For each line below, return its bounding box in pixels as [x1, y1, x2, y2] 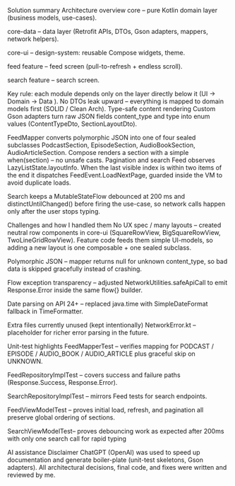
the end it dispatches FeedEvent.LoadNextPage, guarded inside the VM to [7, 171, 223, 179]
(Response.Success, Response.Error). [7, 378, 118, 386]
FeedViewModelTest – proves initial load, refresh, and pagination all [7, 406, 204, 414]
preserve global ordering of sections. [7, 413, 115, 422]
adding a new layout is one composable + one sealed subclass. [7, 243, 192, 252]
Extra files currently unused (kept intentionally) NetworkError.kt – [7, 321, 196, 329]
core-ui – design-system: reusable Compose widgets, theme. [7, 49, 186, 57]
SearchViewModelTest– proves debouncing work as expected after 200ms [7, 427, 224, 435]
